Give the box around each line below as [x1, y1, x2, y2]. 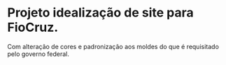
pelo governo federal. [7, 50, 70, 58]
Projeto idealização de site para [7, 5, 194, 21]
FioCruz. [7, 19, 59, 35]
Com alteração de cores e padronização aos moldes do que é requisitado [7, 42, 219, 50]
